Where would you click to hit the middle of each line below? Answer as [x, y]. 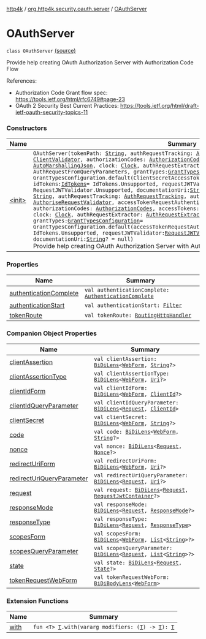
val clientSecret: [121, 417]
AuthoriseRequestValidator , [74, 202]
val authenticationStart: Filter [133, 305]
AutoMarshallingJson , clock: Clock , [86, 166]
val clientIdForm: [121, 388]
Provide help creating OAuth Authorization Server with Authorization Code [100, 62]
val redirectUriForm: [126, 461]
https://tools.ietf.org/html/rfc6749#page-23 [70, 99]
